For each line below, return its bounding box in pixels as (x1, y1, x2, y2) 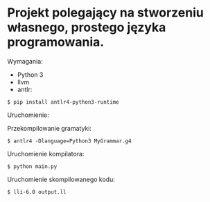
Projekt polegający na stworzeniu (7, 5, 204, 21)
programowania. (7, 35, 105, 50)
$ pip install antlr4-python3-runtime (7, 98, 119, 105)
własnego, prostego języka (7, 19, 166, 35)
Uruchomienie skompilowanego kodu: (7, 175, 116, 183)
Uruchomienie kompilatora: (7, 149, 85, 158)
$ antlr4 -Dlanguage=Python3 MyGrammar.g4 (7, 137, 132, 145)
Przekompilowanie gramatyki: (7, 124, 92, 132)
